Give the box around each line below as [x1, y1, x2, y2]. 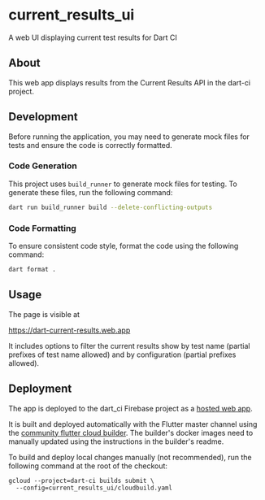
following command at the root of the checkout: [8, 461, 168, 471]
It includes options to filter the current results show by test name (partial [8, 341, 250, 350]
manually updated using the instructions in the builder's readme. [8, 437, 224, 446]
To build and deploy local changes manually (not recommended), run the [8, 452, 252, 462]
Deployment [8, 382, 72, 396]
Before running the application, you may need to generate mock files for [8, 132, 250, 141]
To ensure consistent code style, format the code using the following [8, 241, 239, 251]
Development [8, 110, 79, 124]
